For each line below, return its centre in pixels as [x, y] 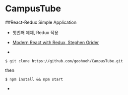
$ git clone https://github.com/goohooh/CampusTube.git [64, 61]
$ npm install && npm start [34, 79]
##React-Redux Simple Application [41, 22]
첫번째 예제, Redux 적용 [35, 32]
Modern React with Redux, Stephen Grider [56, 42]
